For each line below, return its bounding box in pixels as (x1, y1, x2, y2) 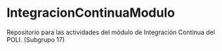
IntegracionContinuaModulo (6, 5, 175, 21)
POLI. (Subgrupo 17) (6, 35, 65, 43)
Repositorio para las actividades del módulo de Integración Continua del (6, 28, 216, 36)
